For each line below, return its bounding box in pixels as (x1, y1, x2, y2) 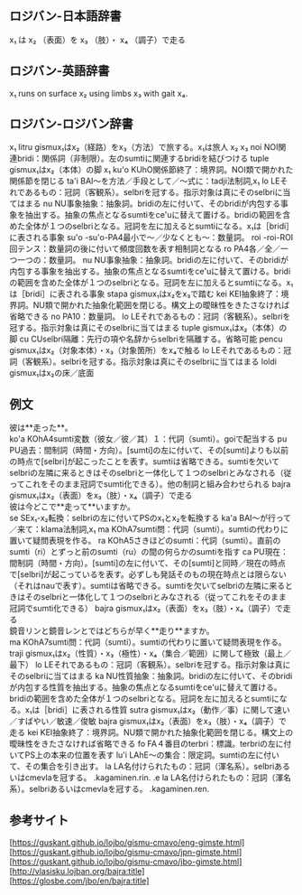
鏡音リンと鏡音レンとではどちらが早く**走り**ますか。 (9, 626, 215, 637)
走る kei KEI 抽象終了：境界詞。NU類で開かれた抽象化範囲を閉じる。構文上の (9, 727, 294, 738)
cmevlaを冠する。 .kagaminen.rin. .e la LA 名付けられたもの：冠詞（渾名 (24, 772, 291, 783)
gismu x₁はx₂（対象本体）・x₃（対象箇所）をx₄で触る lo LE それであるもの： (9, 345, 284, 356)
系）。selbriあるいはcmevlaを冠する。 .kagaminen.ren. (9, 784, 210, 795)
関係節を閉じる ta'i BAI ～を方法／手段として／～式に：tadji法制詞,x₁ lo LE (9, 175, 280, 187)
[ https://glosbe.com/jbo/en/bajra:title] (9, 875, 150, 887)
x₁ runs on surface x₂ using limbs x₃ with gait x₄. (9, 88, 188, 98)
